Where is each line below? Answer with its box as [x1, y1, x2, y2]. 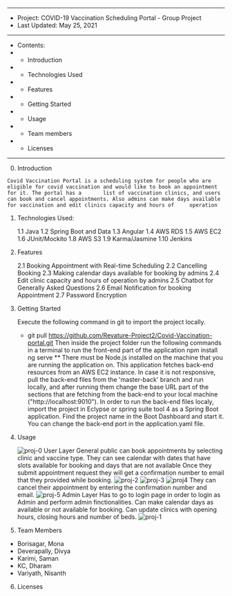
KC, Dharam [17, 562, 52, 570]
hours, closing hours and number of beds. [17, 513, 137, 520]
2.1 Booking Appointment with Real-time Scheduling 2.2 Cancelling [17, 261, 207, 270]
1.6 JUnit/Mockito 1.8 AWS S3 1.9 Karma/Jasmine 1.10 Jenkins [17, 235, 193, 243]
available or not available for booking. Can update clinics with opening [17, 505, 217, 514]
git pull [27, 331, 47, 340]
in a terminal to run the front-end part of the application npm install [27, 346, 218, 354]
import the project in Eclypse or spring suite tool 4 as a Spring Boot [27, 405, 219, 413]
